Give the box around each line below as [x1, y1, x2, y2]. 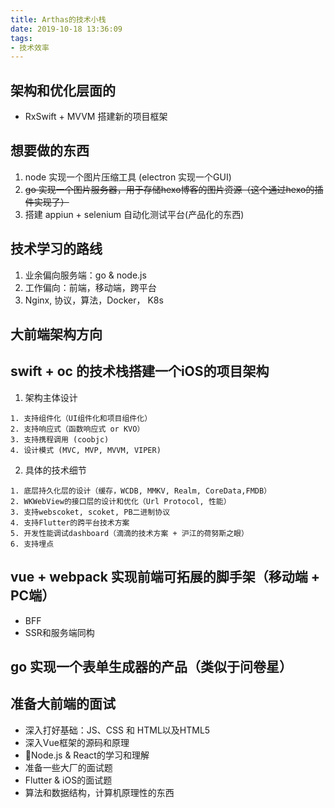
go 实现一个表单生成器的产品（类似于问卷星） [10, 659, 293, 676]
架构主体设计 [24, 391, 78, 403]
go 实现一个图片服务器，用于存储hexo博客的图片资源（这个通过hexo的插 [24, 183, 324, 195]
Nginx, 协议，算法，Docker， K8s [24, 294, 164, 306]
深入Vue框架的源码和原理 [24, 736, 130, 748]
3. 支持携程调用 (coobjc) [10, 434, 110, 445]
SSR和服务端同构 [24, 626, 95, 638]
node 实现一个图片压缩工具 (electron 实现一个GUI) [24, 171, 232, 183]
